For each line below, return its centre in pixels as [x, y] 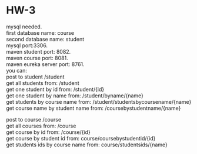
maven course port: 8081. [37, 58]
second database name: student [45, 39]
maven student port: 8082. [39, 51]
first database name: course [40, 32]
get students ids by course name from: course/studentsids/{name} [87, 145]
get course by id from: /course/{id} [49, 132]
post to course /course [34, 119]
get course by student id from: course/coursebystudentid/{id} [81, 138]
